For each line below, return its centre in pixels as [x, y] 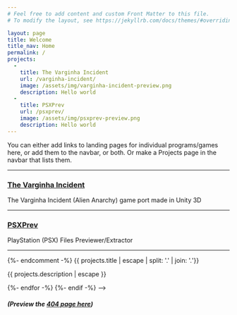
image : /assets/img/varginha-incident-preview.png [96, 85]
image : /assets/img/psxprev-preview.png [80, 118]
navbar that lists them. [40, 160]
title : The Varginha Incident [65, 72]
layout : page [26, 33]
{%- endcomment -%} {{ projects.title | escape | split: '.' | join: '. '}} [103, 261]
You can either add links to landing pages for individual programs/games [113, 144]
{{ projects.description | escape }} [57, 274]
